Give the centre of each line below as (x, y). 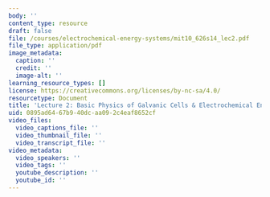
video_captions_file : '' (57, 128)
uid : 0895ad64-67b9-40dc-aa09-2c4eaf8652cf (82, 113)
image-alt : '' (39, 76)
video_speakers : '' (48, 158)
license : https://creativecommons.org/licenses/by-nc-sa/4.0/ (115, 90)
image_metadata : (35, 53)
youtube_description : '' (57, 173)
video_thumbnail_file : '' (59, 135)
